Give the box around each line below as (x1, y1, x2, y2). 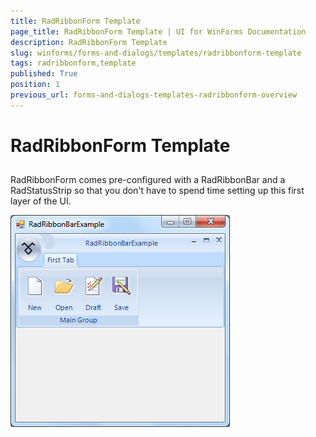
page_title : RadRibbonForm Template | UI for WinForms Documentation (10, 26, 307, 37)
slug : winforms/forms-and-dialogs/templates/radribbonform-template (10, 48, 302, 58)
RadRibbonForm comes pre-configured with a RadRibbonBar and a (10, 174, 286, 186)
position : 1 (10, 80, 60, 90)
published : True (10, 69, 78, 79)
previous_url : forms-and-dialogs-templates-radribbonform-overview (10, 90, 298, 100)
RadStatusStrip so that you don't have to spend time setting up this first (10, 185, 305, 197)
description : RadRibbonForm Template (10, 37, 168, 47)
